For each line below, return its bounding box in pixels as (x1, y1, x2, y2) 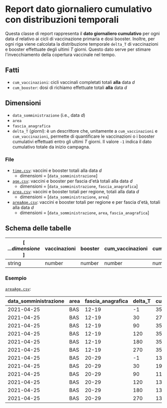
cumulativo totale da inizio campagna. (12, 144, 90, 150)
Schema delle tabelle (5, 224, 72, 233)
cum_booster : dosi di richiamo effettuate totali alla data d (12, 84, 127, 90)
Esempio (5, 274, 27, 281)
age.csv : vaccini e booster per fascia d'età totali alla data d (12, 178, 133, 184)
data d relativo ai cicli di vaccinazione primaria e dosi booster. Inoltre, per (5, 36, 155, 42)
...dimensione (7, 245, 40, 252)
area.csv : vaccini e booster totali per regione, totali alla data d (12, 188, 139, 194)
